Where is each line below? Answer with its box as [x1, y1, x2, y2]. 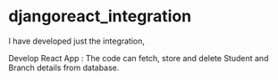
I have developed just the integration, [8, 36, 145, 46]
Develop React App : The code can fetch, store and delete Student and [8, 52, 269, 63]
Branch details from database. [8, 62, 120, 73]
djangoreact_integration [8, 6, 192, 27]
